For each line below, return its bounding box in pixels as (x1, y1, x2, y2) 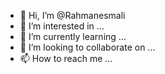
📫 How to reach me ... (19, 53, 113, 64)
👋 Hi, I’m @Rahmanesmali (19, 10, 126, 21)
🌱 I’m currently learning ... (19, 31, 127, 42)
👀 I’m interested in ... (19, 20, 105, 32)
